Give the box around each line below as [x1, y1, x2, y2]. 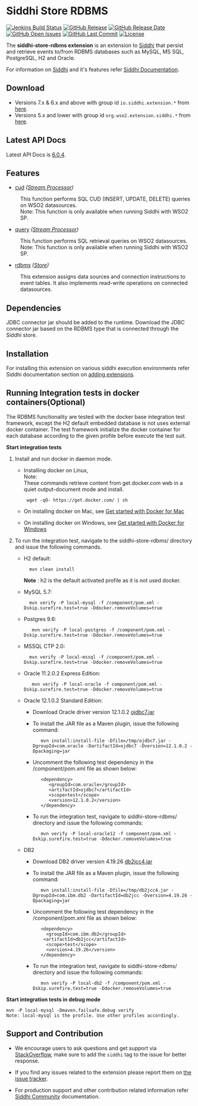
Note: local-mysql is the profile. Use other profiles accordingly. [6, 1013, 180, 1019]
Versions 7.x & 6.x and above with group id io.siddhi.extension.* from [14, 99, 189, 106]
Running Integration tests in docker [6, 388, 140, 398]
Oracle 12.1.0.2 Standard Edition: [23, 697, 103, 704]
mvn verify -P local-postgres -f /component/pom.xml [32, 626, 165, 633]
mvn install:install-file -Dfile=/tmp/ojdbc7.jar [40, 738, 166, 744]
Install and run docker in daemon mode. [14, 455, 113, 462]
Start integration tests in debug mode [6, 995, 101, 1003]
